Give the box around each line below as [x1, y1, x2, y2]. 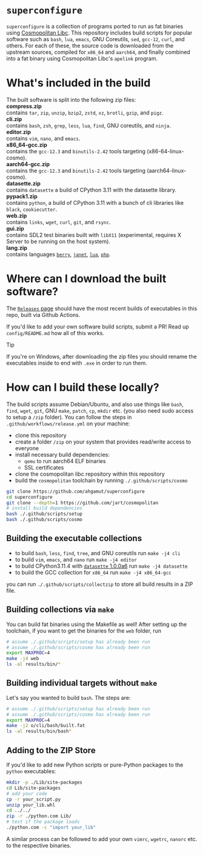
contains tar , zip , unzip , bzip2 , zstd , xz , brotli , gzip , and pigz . [6, 108, 164, 116]
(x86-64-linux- [147, 147, 184, 155]
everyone [15, 444, 39, 451]
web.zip [6, 211, 27, 219]
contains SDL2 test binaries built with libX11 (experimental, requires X [6, 231, 182, 238]
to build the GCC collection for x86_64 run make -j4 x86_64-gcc [15, 568, 171, 576]
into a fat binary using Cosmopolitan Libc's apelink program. [6, 55, 158, 62]
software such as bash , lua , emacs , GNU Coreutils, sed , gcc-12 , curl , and [6, 35, 185, 42]
